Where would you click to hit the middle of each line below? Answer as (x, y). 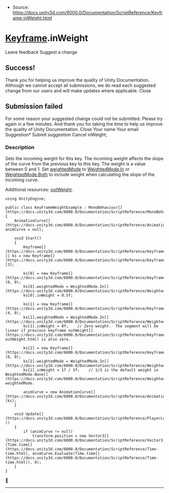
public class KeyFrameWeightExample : (46, 207)
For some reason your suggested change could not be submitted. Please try (84, 118)
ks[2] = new (36, 348)
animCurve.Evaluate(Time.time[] (66, 453)
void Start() (28, 238)
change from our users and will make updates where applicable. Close (78, 90)
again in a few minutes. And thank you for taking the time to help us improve (84, 124)
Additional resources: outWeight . (39, 189)
